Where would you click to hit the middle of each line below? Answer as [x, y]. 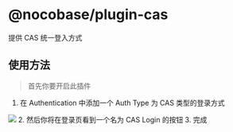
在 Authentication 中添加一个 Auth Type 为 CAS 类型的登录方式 [122, 103]
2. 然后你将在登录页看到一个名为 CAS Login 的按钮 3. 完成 [113, 119]
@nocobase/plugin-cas [88, 15]
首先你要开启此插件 [59, 86]
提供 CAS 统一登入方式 [45, 37]
